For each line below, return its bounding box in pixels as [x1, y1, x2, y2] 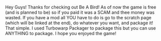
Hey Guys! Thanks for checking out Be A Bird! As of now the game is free [5, 4, 156, 10]
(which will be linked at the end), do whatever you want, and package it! [5, 20, 153, 26]
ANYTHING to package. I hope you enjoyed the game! [5, 31, 116, 36]
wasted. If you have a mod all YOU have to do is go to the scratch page [5, 15, 151, 20]
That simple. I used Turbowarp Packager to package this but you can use [5, 25, 156, 31]
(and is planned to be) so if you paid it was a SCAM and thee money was [5, 9, 155, 15]
